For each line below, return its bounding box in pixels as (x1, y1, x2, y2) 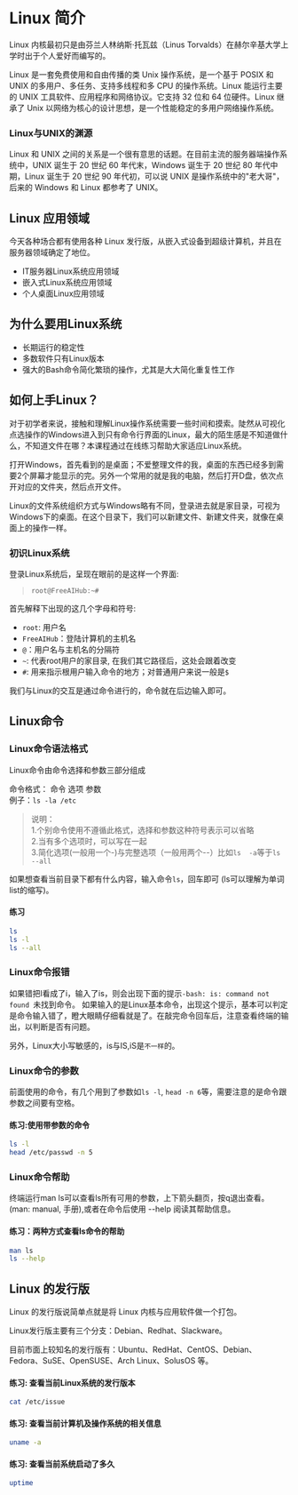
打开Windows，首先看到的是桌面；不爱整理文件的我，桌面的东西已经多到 (9, 459, 277, 469)
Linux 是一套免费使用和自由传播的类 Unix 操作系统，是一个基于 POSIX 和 (9, 68, 274, 80)
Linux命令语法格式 (9, 743, 89, 755)
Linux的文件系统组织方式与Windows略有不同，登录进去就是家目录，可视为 (9, 500, 281, 511)
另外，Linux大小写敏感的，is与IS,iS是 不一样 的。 (9, 1040, 180, 1051)
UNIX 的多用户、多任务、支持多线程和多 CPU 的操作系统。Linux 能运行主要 (9, 80, 284, 91)
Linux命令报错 (9, 966, 70, 979)
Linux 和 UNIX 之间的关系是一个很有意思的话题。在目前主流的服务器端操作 (9, 148, 280, 160)
